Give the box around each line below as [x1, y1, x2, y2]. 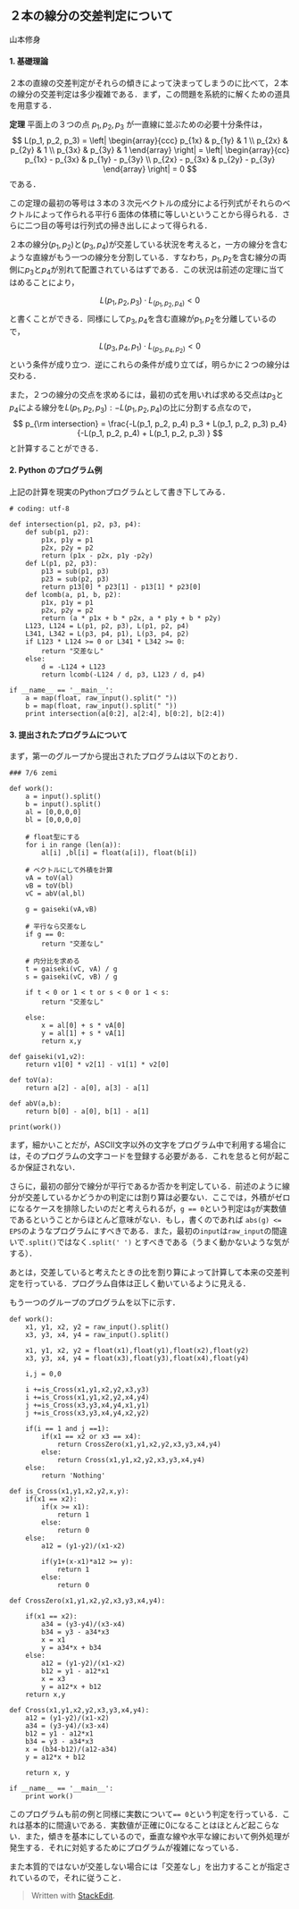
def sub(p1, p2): [25, 528, 90, 537]
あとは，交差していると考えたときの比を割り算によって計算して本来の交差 [9, 1267, 283, 1278]
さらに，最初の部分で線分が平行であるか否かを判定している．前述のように [9, 1181, 283, 1191]
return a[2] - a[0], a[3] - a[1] [25, 1084, 150, 1093]
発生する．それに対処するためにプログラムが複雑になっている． [9, 1842, 244, 1853]
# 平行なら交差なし [25, 922, 87, 931]
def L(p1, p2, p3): [25, 559, 98, 568]
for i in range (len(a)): [25, 841, 122, 850]
